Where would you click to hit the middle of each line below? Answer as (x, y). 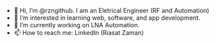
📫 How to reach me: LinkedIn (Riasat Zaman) (79, 33)
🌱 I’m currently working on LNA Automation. (77, 25)
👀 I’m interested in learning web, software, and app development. (107, 18)
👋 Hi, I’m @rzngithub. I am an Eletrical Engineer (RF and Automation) (111, 11)
